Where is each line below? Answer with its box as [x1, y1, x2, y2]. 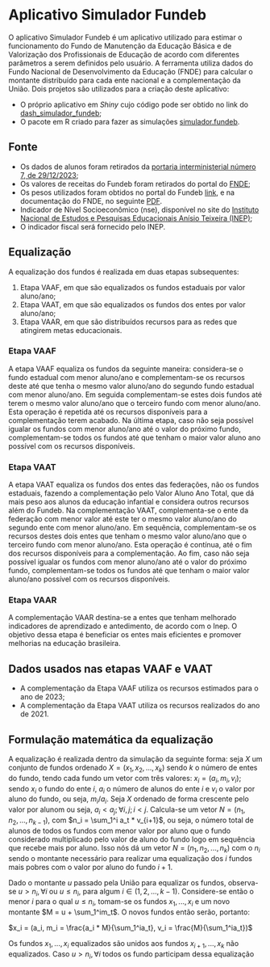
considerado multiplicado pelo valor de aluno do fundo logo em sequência [8, 834, 255, 844]
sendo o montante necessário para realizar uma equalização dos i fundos [8, 853, 252, 863]
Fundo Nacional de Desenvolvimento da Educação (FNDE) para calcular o [8, 66, 254, 76]
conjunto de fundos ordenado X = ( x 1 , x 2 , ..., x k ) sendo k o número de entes [8, 762, 258, 774]
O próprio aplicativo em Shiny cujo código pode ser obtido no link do [19, 99, 248, 109]
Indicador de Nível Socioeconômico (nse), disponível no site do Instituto [19, 205, 260, 214]
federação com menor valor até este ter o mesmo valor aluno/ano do [8, 514, 238, 524]
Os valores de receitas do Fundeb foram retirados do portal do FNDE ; [19, 179, 251, 188]
